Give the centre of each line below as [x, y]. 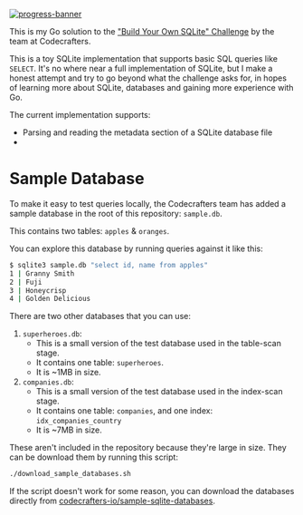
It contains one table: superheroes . [100, 363]
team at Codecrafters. [50, 41]
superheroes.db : [52, 334]
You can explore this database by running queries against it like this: [137, 248]
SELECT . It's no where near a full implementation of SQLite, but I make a [141, 68]
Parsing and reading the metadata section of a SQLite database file [147, 132]
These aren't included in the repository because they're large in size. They [148, 448]
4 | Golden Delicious [50, 299]
